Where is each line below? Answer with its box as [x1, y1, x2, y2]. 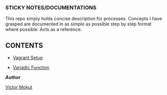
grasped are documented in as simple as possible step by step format [5, 21, 152, 27]
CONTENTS [5, 41, 43, 50]
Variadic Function [12, 65, 50, 71]
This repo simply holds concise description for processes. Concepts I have [5, 16, 162, 22]
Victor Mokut [5, 84, 33, 90]
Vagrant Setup [12, 55, 43, 61]
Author [5, 74, 21, 80]
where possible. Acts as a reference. [5, 26, 82, 33]
